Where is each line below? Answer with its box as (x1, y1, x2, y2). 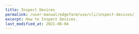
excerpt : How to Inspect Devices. (5, 16, 78, 21)
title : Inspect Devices (5, 7, 56, 12)
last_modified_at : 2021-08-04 (5, 21, 69, 26)
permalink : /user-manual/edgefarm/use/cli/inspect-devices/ (5, 12, 135, 17)
